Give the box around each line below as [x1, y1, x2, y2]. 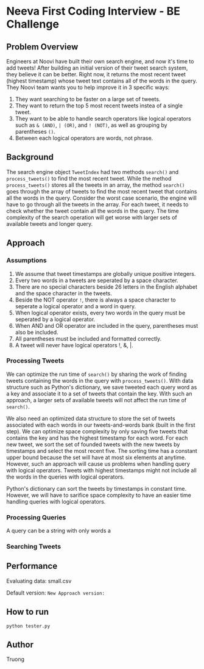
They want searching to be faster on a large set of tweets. [15, 96, 161, 103]
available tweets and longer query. [6, 220, 93, 227]
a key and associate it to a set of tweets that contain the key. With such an [6, 389, 192, 397]
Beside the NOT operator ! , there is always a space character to [15, 296, 177, 303]
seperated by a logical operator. [15, 316, 96, 323]
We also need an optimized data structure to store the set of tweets [6, 414, 175, 422]
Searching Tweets [6, 542, 62, 551]
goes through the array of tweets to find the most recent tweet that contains [6, 187, 197, 195]
